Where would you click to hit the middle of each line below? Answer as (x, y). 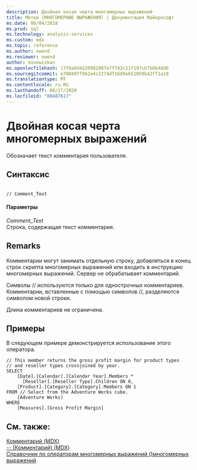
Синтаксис (28, 175)
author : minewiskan (31, 62)
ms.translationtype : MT (36, 79)
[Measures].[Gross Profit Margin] (60, 408)
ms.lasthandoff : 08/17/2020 (42, 91)
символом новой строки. (39, 298)
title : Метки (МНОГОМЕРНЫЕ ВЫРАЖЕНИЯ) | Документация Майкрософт (90, 18)
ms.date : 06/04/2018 (32, 23)
